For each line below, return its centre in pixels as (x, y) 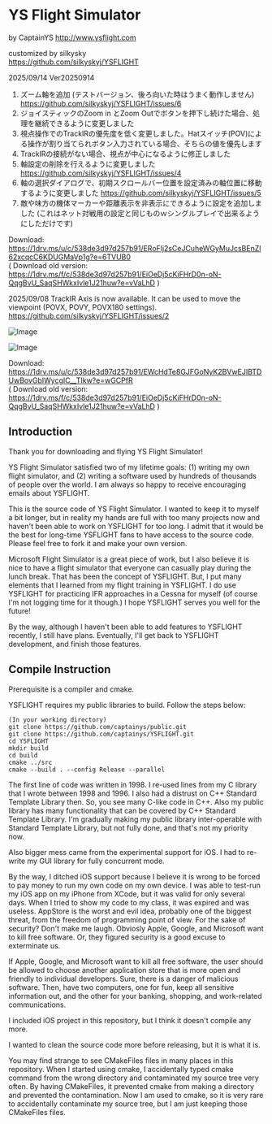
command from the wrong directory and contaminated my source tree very (134, 1078)
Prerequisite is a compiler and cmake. (71, 689)
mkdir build (28, 748)
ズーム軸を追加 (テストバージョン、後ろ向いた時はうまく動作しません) (137, 94)
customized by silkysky (47, 53)
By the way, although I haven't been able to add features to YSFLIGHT (125, 627)
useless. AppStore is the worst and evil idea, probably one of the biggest (130, 911)
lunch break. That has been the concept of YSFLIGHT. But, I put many (125, 576)
